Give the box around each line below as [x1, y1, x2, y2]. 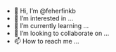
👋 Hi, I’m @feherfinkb [13, 7, 76, 15]
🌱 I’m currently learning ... [13, 22, 89, 30]
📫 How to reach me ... [13, 37, 79, 45]
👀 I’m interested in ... [13, 14, 74, 22]
